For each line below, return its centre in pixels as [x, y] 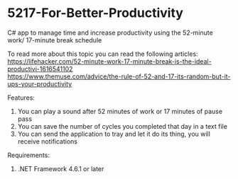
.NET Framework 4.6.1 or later [61, 168]
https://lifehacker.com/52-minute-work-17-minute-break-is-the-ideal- [109, 61]
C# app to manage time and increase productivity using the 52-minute [110, 33]
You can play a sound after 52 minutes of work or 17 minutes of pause [120, 111]
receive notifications [48, 141]
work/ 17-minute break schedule [55, 40]
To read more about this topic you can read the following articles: [103, 54]
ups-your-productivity [40, 83]
